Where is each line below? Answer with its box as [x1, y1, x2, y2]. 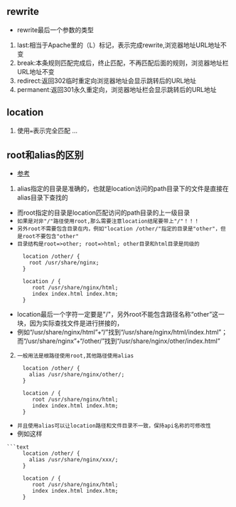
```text [6, 444, 30, 451]
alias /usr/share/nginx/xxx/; [28, 456, 119, 464]
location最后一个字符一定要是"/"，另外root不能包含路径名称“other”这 [16, 310, 218, 319]
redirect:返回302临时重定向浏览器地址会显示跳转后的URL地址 [16, 76, 197, 85]
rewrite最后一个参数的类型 [16, 25, 94, 34]
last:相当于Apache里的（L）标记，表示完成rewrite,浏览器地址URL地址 [16, 41, 221, 49]
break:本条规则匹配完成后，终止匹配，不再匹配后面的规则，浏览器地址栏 [16, 58, 229, 67]
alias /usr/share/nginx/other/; [28, 371, 125, 379]
